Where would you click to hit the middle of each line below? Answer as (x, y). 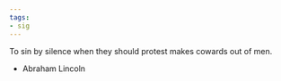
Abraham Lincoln (54, 69)
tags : (19, 17)
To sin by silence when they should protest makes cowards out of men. (141, 51)
